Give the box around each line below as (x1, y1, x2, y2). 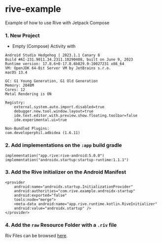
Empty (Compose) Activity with (12, 43, 76, 49)
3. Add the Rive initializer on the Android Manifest (5, 169, 127, 175)
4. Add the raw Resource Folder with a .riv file (5, 221, 117, 228)
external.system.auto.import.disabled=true (14, 104, 105, 109)
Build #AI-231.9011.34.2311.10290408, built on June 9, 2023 (5, 57, 133, 62)
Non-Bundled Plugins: (5, 126, 50, 131)
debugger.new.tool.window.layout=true (14, 109, 94, 114)
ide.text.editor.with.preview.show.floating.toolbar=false (14, 113, 138, 118)
